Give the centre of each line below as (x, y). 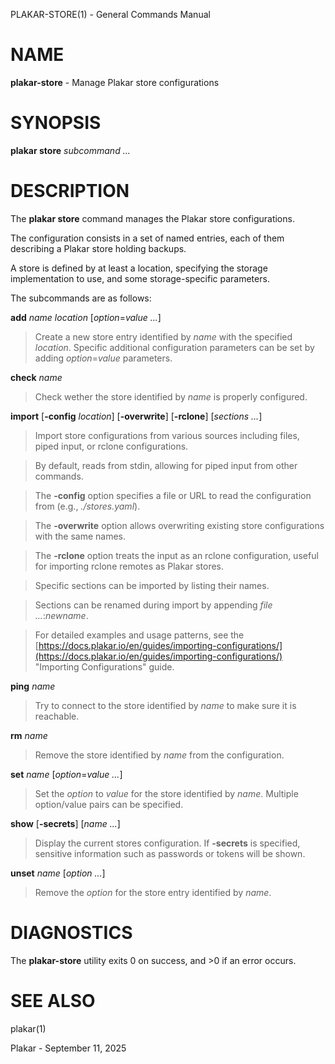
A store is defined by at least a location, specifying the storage (139, 268)
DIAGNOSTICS (71, 933)
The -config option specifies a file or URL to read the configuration (173, 495)
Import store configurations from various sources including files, (167, 435)
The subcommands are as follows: (81, 298)
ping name (33, 686)
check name (36, 377)
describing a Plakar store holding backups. (98, 248)
